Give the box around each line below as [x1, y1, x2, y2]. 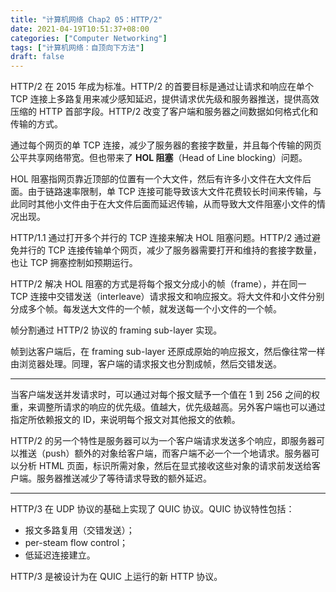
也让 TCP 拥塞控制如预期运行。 [10, 257, 138, 269]
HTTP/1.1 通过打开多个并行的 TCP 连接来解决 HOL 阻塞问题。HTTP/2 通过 [10, 232, 313, 244]
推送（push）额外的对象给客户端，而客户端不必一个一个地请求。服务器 [18, 447, 312, 460]
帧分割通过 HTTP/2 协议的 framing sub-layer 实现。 [10, 324, 223, 336]
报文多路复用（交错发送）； [24, 524, 135, 536]
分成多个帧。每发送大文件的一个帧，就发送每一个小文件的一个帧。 [10, 303, 282, 315]
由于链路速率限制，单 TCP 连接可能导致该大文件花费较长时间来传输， [27, 186, 313, 198]
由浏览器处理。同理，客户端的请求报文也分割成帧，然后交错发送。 [10, 358, 282, 370]
